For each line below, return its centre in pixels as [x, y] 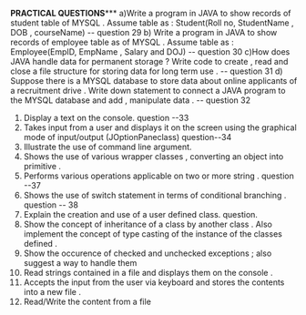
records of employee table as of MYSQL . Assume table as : [122, 42]
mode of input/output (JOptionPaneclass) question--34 [127, 137]
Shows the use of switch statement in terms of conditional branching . [155, 195]
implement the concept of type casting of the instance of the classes [153, 234]
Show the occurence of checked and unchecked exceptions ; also [148, 253]
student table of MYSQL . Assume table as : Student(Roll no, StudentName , [152, 23]
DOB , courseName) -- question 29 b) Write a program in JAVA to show [144, 32]
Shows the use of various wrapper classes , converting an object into [153, 157]
